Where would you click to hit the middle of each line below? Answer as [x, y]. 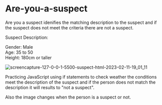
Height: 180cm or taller [29, 57]
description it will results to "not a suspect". [50, 87]
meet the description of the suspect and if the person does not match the [81, 82]
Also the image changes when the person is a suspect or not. [68, 97]
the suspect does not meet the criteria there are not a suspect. [69, 27]
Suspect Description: [27, 37]
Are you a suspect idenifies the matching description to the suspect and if [81, 22]
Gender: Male [19, 47]
